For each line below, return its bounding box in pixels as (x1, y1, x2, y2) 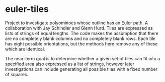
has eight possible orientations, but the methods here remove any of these (5, 41, 158, 46)
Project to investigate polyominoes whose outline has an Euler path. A (5, 20, 148, 26)
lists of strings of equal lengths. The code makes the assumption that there (5, 30, 159, 36)
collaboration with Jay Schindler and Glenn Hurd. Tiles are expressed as (5, 25, 153, 31)
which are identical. (5, 46, 46, 52)
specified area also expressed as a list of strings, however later (5, 61, 135, 67)
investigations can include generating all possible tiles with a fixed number (5, 66, 158, 72)
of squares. (5, 71, 29, 77)
